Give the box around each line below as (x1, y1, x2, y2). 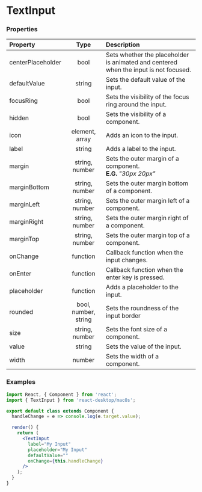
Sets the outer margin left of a (105, 197, 190, 205)
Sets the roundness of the (105, 304, 179, 313)
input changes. (105, 256, 148, 265)
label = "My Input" (28, 441, 71, 447)
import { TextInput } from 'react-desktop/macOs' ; (6, 397, 136, 403)
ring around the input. (105, 100, 167, 109)
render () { (11, 425, 39, 431)
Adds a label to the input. (105, 145, 176, 153)
